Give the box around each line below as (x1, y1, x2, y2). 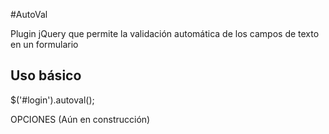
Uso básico (10, 67, 82, 84)
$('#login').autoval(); (10, 94, 95, 106)
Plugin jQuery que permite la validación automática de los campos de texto (10, 28, 320, 39)
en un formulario (10, 39, 79, 50)
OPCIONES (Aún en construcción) (10, 113, 151, 125)
